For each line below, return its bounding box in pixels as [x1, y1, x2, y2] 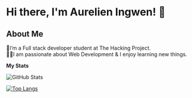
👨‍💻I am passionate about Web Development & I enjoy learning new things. [6, 51, 187, 58]
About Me [6, 29, 43, 39]
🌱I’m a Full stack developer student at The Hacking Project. [6, 44, 151, 51]
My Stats [6, 62, 29, 69]
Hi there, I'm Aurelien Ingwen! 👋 [6, 5, 166, 19]
